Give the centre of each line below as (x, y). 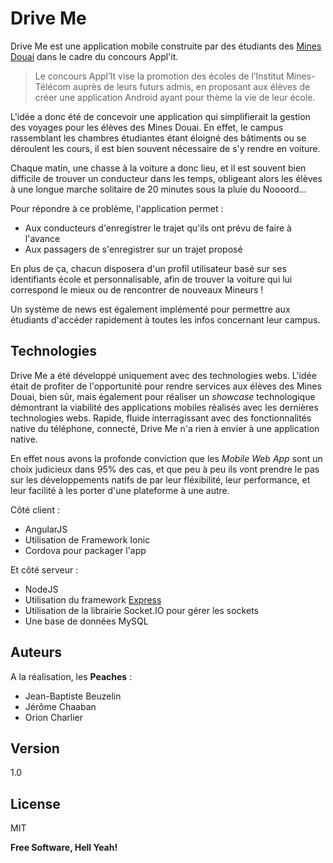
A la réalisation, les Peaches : (71, 676)
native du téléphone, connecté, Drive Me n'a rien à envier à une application (165, 428)
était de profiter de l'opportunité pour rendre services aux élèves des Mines (166, 386)
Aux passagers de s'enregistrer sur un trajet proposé (133, 249)
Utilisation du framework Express (93, 599)
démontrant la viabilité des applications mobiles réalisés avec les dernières (164, 407)
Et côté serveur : (44, 569)
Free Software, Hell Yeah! (64, 848)
